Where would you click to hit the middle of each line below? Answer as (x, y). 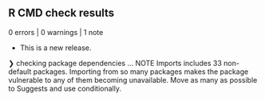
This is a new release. (55, 48)
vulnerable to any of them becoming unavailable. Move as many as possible (133, 80)
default (20, 72)
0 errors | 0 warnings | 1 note (56, 32)
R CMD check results (61, 13)
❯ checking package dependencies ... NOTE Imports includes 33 (115, 63)
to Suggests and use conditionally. (65, 88)
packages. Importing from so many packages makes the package (141, 72)
